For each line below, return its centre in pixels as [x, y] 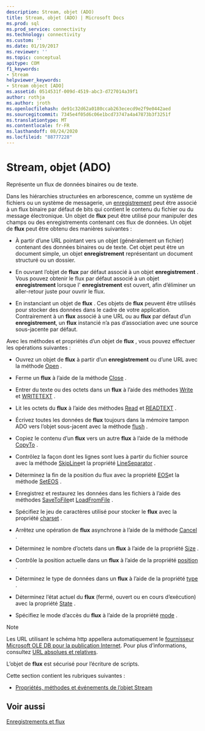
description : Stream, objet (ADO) [50, 12]
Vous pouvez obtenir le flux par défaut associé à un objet [87, 278]
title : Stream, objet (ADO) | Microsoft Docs [65, 18]
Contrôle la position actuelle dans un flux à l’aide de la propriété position [106, 560]
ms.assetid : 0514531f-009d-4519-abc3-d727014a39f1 [72, 92]
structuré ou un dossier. [45, 260]
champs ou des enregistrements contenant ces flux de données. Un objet [99, 222]
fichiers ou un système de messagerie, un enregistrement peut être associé [102, 202]
